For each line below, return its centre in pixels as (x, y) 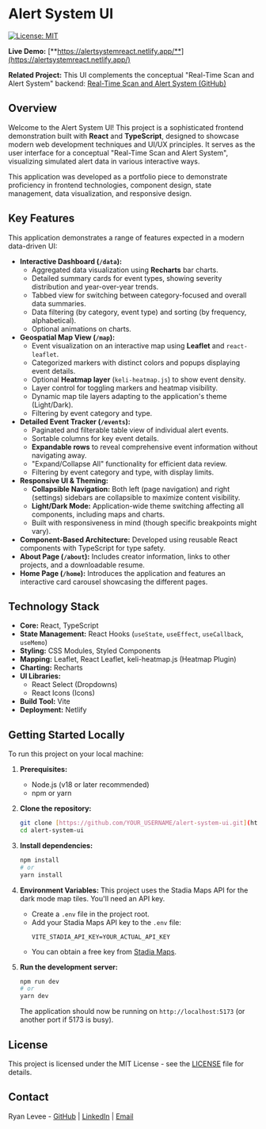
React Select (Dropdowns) (74, 685)
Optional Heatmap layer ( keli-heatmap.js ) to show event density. (139, 379)
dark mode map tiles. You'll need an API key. (92, 898)
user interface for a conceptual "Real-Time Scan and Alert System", (118, 152)
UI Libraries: (40, 676)
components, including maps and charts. (98, 514)
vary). (41, 531)
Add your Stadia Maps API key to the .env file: (106, 922)
